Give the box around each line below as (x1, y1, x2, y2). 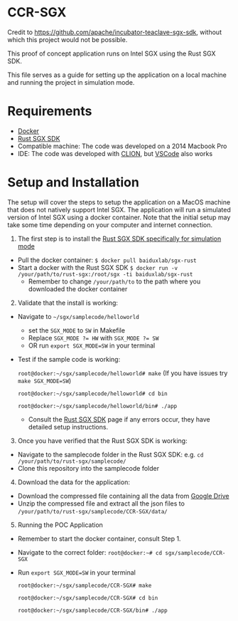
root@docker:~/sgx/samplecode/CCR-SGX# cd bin (17, 594, 158, 602)
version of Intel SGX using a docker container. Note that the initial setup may (7, 213, 231, 221)
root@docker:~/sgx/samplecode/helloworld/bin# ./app (17, 402, 178, 409)
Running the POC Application (17, 521, 103, 529)
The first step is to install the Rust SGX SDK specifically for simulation (17, 234, 222, 243)
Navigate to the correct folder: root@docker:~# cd (17, 548, 162, 556)
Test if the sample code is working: (17, 355, 121, 363)
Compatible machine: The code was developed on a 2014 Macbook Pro (17, 142, 227, 150)
